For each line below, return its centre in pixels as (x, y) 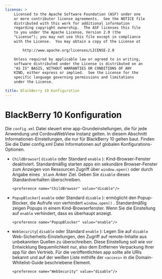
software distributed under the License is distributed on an (78, 64)
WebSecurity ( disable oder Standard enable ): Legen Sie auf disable (80, 231)
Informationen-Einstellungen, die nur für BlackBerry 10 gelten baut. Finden (80, 139)
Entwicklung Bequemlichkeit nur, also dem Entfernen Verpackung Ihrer (83, 247)
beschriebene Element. (68, 262)
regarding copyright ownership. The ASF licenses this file (77, 28)
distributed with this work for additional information (72, 23)
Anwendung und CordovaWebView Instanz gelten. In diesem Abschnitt (76, 134)
